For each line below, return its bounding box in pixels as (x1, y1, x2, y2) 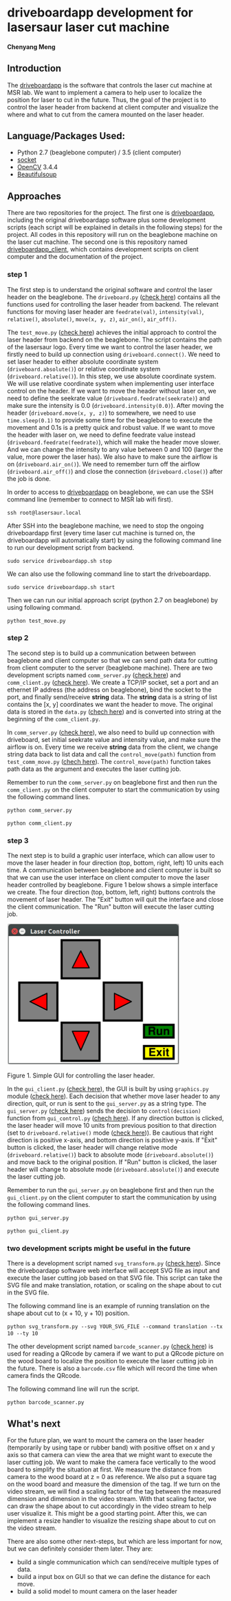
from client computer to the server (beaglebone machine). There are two (7, 663, 213, 672)
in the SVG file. (7, 1288, 49, 1297)
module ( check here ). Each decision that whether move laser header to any (7, 1092, 220, 1100)
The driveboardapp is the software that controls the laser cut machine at (7, 81, 212, 89)
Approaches (7, 190, 62, 202)
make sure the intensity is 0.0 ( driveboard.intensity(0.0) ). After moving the (7, 401, 224, 409)
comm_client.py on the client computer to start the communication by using (7, 785, 220, 794)
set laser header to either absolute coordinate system (7, 357, 159, 366)
